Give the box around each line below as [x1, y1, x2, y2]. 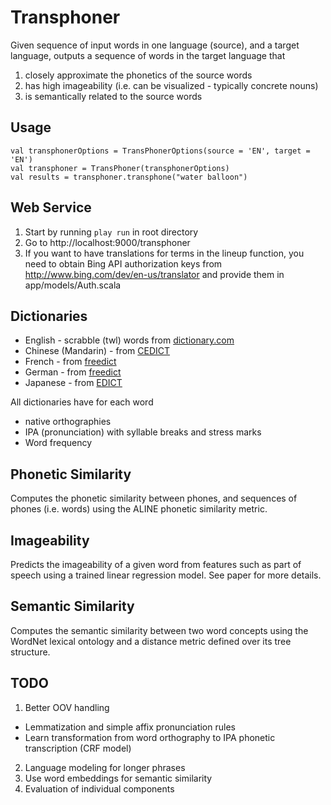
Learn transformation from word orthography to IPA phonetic [24, 731, 276, 743]
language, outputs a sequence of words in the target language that [10, 49, 286, 61]
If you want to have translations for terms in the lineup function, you [24, 247, 305, 259]
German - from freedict [24, 366, 122, 378]
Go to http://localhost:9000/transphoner [24, 236, 191, 248]
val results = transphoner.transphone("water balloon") [10, 172, 248, 182]
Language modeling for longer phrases [24, 761, 186, 773]
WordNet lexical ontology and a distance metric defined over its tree [10, 635, 292, 647]
